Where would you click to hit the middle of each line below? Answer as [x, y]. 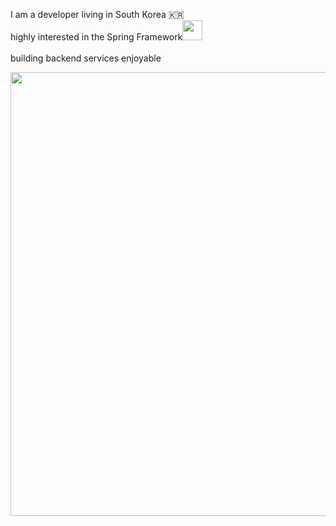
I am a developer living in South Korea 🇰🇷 [97, 14]
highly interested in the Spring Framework [96, 37]
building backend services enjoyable [86, 58]
